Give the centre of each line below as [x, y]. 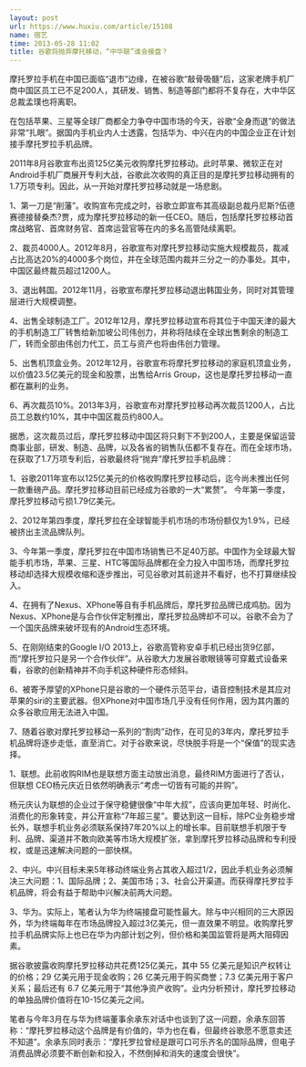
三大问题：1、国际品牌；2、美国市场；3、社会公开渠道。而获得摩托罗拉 [151, 881]
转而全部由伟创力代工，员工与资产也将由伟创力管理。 [125, 344]
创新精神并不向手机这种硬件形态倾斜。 [121, 670]
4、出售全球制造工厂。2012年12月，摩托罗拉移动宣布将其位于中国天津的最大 [153, 321]
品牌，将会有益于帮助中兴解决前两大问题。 [97, 893]
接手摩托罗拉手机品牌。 [53, 144]
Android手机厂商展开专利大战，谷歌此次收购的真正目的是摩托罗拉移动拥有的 [152, 175]
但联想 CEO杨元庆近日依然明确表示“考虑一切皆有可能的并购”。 [126, 785]
